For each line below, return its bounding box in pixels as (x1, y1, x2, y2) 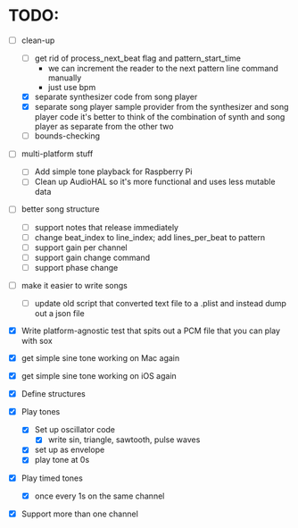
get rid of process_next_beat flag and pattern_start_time (34, 53, 242, 63)
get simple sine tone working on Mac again (21, 353, 180, 363)
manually (47, 72, 82, 83)
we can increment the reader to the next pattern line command (47, 63, 278, 74)
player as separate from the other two (34, 122, 174, 132)
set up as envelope (34, 444, 105, 456)
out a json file (34, 307, 86, 318)
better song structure (21, 204, 100, 214)
